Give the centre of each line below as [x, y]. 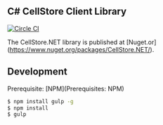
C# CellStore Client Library [67, 12]
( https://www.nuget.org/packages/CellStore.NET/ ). [81, 49]
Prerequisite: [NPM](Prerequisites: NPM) [66, 88]
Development [38, 72]
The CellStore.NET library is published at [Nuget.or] [82, 42]
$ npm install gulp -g [40, 101]
